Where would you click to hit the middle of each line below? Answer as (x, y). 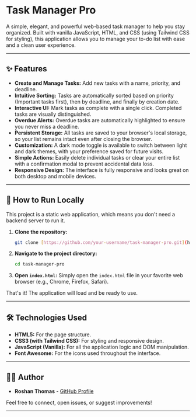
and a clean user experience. (41, 45)
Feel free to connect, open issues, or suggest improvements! (79, 402)
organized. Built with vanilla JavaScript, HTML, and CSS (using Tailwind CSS (98, 32)
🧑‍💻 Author (25, 377)
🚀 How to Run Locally (45, 200)
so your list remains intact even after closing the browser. (83, 139)
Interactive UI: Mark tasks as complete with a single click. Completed (98, 108)
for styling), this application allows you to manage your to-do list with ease (96, 39)
